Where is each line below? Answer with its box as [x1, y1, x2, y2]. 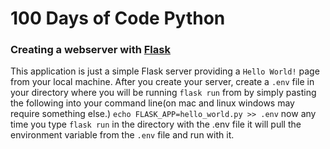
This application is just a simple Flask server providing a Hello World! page [10, 65, 320, 77]
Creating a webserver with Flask [10, 43, 171, 57]
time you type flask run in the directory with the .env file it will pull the [10, 118, 302, 131]
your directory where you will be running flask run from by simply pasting [10, 87, 317, 99]
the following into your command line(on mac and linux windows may [10, 97, 295, 109]
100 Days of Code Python [10, 7, 226, 30]
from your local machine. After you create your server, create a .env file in [10, 76, 315, 88]
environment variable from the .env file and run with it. [10, 129, 235, 141]
